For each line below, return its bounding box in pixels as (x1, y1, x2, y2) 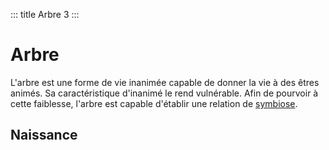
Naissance (10, 127, 78, 144)
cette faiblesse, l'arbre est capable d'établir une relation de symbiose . (10, 97, 298, 109)
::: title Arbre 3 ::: (10, 9, 80, 20)
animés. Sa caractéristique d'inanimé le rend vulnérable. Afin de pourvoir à (10, 87, 319, 99)
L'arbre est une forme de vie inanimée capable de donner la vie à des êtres (10, 76, 320, 88)
